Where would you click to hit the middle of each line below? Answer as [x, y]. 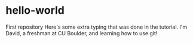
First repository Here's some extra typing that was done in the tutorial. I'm [96, 27]
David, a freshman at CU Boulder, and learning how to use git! [82, 33]
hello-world [35, 10]
